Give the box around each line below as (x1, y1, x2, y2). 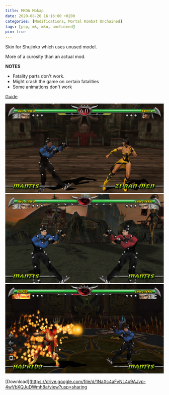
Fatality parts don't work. (12, 73, 65, 79)
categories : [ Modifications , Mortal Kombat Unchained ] (5, 19, 123, 24)
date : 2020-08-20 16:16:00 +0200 (5, 13, 75, 19)
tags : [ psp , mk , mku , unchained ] (5, 24, 75, 29)
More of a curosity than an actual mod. (5, 53, 86, 60)
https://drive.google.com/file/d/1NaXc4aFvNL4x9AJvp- (31, 378, 146, 384)
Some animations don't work (12, 84, 72, 90)
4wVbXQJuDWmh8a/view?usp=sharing (5, 383, 88, 390)
